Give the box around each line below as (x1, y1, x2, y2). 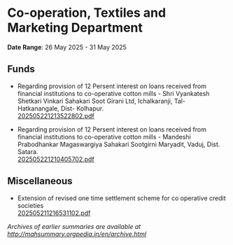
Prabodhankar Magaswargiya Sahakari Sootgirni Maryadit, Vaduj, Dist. (17, 140, 220, 148)
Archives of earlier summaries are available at (7, 222, 141, 230)
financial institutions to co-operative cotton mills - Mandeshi (17, 132, 191, 141)
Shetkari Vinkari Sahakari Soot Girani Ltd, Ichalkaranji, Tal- (17, 97, 186, 105)
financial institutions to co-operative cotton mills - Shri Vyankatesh (17, 89, 210, 97)
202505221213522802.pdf (17, 111, 94, 120)
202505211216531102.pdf (17, 209, 91, 217)
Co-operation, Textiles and (7, 5, 167, 21)
